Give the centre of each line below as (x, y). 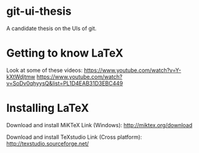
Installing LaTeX (48, 108)
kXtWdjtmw (21, 76)
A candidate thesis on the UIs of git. (51, 28)
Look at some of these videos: (44, 70)
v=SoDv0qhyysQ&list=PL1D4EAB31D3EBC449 (65, 83)
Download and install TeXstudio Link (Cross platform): (74, 137)
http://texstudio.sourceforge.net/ (48, 143)
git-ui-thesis (39, 11)
